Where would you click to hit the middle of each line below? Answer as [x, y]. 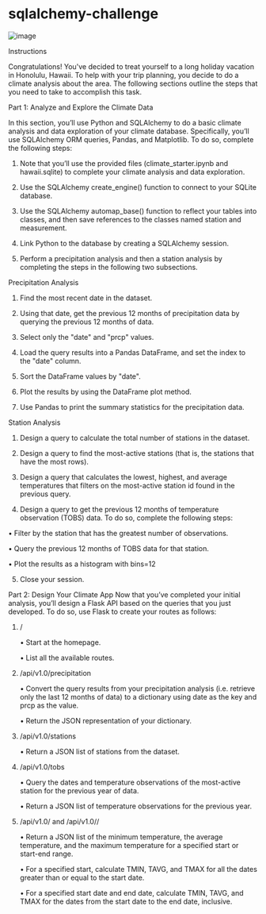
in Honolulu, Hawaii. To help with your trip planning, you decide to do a [123, 75]
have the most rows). [54, 461]
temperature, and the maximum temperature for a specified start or [129, 845]
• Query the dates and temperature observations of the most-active [130, 782]
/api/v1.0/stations [48, 736]
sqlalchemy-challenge [84, 14]
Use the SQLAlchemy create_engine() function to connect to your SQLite [138, 187]
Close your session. [52, 579]
